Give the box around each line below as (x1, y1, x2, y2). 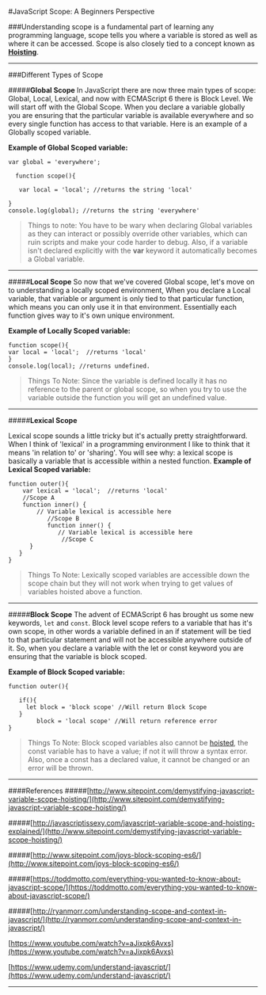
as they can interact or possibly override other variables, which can (27, 229, 248, 238)
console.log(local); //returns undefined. (8, 362, 150, 370)
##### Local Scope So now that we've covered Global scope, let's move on (8, 277, 255, 286)
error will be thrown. (27, 764, 94, 772)
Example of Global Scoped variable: (8, 143, 128, 152)
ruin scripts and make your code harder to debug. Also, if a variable (27, 238, 248, 246)
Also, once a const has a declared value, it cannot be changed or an (27, 755, 250, 764)
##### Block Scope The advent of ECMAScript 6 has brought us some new (8, 610, 254, 619)
